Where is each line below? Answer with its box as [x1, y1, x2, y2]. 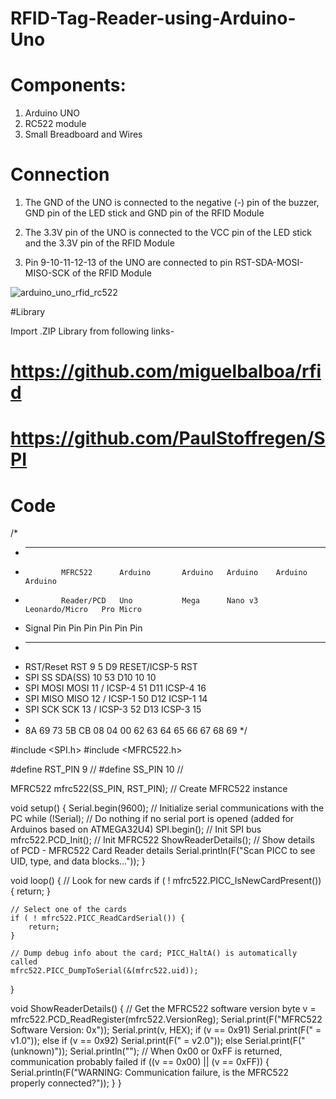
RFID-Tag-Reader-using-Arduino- [10, 7, 297, 30]
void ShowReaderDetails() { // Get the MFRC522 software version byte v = [10, 1003, 317, 1015]
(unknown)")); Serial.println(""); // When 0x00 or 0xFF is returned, [10, 1045, 283, 1057]
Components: [10, 74, 127, 97]
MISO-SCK [24, 267, 70, 279]
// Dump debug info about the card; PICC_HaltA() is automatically [10, 948, 298, 959]
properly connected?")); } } [10, 1077, 122, 1089]
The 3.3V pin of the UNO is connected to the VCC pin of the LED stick [24, 227, 312, 239]
